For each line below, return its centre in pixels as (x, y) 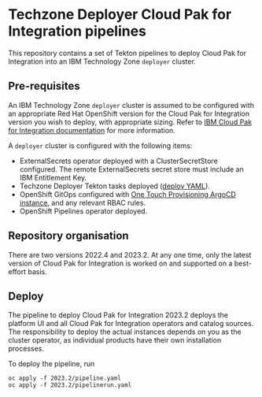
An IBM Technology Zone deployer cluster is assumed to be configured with (131, 105)
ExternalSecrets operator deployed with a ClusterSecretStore (118, 161)
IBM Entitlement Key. (53, 177)
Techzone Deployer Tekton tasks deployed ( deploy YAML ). (115, 186)
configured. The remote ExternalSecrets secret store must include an (131, 169)
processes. (26, 349)
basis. (37, 271)
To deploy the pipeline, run (52, 364)
